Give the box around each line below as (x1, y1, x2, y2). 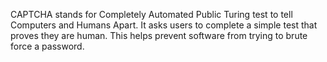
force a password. (10, 40, 85, 52)
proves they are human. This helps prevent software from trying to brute (10, 30, 308, 41)
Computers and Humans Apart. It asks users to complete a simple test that (10, 19, 318, 31)
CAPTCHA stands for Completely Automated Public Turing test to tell (10, 9, 293, 20)
